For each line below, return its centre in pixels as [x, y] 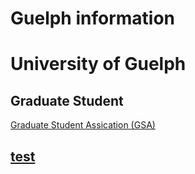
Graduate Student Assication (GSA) [83, 125]
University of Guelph [98, 64]
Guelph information [93, 18]
